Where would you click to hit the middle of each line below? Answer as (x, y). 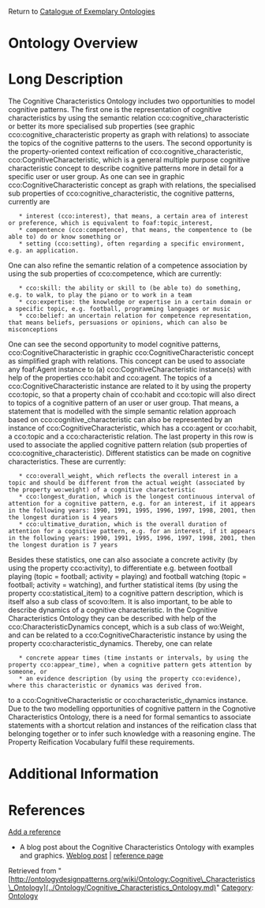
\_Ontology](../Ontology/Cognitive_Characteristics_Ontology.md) (112, 887)
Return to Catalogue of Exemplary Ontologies (82, 11)
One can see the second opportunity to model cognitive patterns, (114, 344)
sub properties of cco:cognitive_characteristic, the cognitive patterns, (121, 193)
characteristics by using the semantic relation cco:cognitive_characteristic (129, 118)
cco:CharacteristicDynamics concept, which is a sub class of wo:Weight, (126, 627)
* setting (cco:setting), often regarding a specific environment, (132, 244)
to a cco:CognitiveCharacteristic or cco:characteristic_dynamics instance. (128, 701)
